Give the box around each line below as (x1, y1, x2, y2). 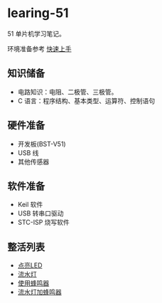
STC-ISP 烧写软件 (17, 218, 70, 227)
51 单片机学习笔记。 (7, 29, 65, 38)
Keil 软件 (17, 201, 43, 209)
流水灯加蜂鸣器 (17, 288, 62, 297)
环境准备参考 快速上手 (7, 44, 72, 53)
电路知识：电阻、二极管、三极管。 (17, 87, 118, 96)
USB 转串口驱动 (17, 209, 64, 218)
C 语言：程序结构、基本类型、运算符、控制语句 (17, 96, 155, 105)
